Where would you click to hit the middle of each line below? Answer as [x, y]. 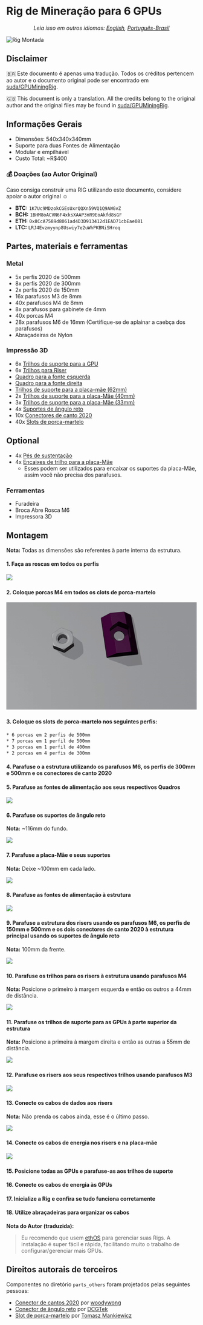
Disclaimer [27, 59]
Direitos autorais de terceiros [62, 1270]
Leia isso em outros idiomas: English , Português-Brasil [101, 28]
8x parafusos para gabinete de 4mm [60, 309]
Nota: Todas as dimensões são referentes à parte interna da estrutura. [94, 550]
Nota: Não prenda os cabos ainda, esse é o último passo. [78, 1116]
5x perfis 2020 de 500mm [47, 277]
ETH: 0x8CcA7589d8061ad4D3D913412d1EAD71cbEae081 [79, 221]
